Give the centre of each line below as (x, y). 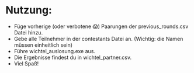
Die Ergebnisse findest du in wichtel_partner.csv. (73, 57)
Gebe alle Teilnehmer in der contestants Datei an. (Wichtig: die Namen (98, 39)
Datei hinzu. (28, 32)
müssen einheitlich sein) (43, 45)
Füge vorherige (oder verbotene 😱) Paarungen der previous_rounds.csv (101, 26)
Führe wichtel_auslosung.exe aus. (55, 51)
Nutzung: (29, 10)
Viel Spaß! (26, 63)
